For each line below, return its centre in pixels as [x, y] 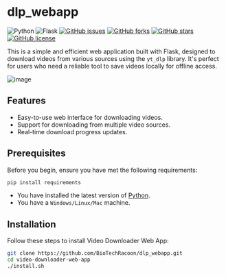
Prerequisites [36, 154]
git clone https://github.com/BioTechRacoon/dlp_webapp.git [95, 253]
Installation [32, 224]
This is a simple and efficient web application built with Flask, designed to [111, 51]
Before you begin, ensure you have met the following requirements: [102, 170]
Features [26, 101]
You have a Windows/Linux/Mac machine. [74, 203]
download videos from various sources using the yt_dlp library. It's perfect [113, 58]
